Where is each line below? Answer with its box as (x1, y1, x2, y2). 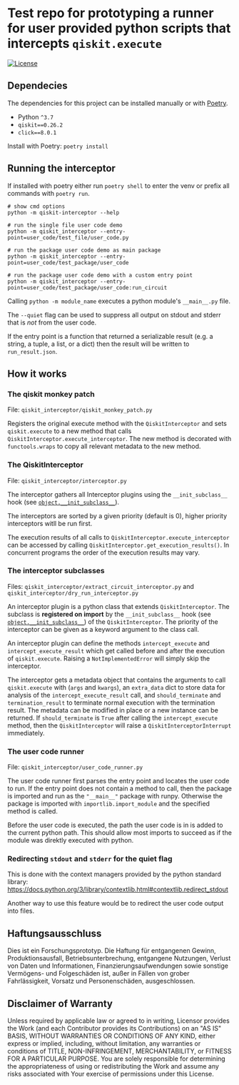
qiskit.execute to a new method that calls (7, 427, 132, 435)
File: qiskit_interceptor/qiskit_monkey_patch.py (7, 405, 153, 414)
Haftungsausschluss (7, 927, 102, 939)
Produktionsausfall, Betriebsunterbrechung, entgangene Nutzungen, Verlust (7, 954, 231, 963)
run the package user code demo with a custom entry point (14, 272, 193, 279)
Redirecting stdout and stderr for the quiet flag (7, 854, 173, 864)
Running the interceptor (7, 162, 116, 174)
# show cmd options (7, 202, 66, 210)
